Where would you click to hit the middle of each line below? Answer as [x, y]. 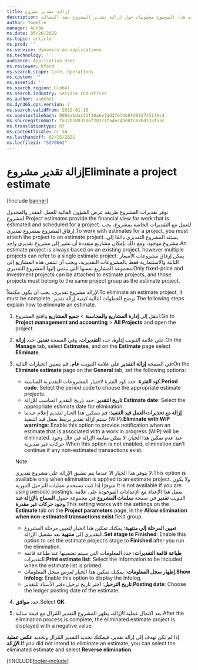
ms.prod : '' [21, 45]
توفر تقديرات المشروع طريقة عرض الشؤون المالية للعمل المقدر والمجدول [88, 212]
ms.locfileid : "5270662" [37, 143]
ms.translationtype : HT [36, 126]
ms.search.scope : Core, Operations [50, 72]
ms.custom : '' [24, 77]
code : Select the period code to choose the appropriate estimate [102, 387]
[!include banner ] [28, 200]
